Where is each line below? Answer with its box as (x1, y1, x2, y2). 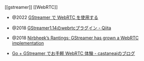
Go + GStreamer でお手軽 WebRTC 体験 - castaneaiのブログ (11, 51, 136, 56)
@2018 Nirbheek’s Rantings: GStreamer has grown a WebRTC (11, 35, 139, 41)
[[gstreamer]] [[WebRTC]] (4, 4, 58, 10)
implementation (11, 40, 44, 46)
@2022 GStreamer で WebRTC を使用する (11, 14, 99, 20)
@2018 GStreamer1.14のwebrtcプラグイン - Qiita (11, 25, 112, 31)
